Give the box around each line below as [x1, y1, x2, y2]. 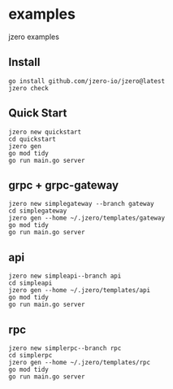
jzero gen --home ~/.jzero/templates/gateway [8, 214, 165, 222]
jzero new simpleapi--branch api [8, 272, 122, 281]
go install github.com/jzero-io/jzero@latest [8, 76, 165, 85]
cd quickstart [8, 135, 57, 143]
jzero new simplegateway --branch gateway [8, 200, 154, 208]
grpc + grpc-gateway [8, 178, 119, 192]
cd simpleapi [8, 279, 53, 287]
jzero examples [8, 32, 59, 42]
